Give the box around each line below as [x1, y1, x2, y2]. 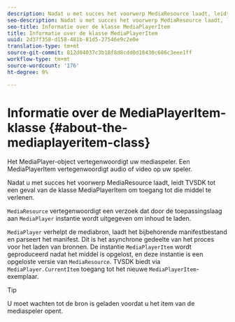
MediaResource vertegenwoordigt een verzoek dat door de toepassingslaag [7, 207, 222, 215]
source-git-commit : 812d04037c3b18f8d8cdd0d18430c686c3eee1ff [7, 50, 192, 57]
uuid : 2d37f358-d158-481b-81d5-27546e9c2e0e [7, 36, 139, 43]
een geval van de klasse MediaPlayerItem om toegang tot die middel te [7, 186, 212, 194]
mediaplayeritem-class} [7, 134, 151, 150]
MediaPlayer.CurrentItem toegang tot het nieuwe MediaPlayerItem [7, 265, 197, 273]
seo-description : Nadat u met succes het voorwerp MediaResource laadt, [7, 17, 224, 24]
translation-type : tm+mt [7, 43, 80, 50]
